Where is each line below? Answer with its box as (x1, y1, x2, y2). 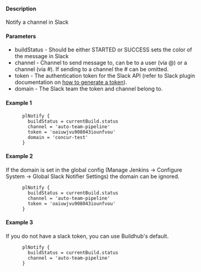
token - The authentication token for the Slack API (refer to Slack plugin (14, 72, 195, 80)
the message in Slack (14, 53, 69, 60)
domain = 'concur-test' (28, 134, 88, 140)
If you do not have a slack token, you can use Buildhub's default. (6, 233, 169, 240)
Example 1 (6, 99, 32, 107)
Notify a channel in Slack (6, 18, 69, 26)
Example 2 (6, 153, 33, 160)
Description (6, 5, 37, 12)
